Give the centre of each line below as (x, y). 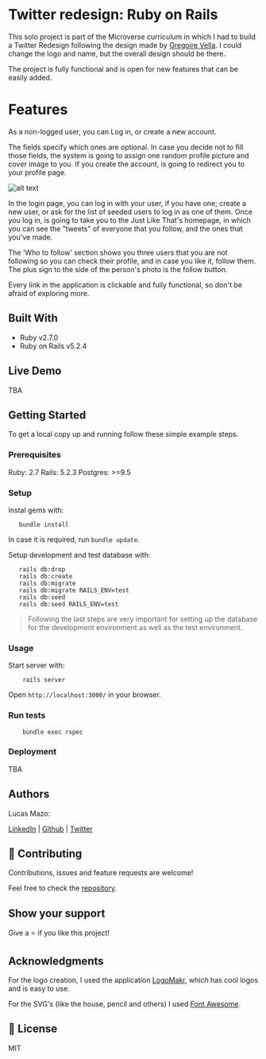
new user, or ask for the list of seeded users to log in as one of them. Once (130, 212)
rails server (44, 680)
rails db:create (46, 576)
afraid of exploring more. (49, 293)
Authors (29, 794)
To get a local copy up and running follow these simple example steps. (123, 434)
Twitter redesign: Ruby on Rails (113, 15)
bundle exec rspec (53, 732)
